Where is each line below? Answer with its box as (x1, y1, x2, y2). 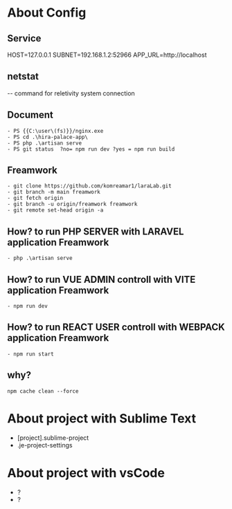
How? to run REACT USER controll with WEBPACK (7, 322, 225, 333)
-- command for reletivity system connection (7, 89, 135, 98)
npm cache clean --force (7, 387, 79, 395)
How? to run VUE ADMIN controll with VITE (7, 273, 196, 285)
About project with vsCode (7, 465, 165, 481)
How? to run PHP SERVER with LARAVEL (7, 225, 184, 237)
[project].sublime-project (17, 434, 89, 442)
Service (7, 33, 42, 44)
